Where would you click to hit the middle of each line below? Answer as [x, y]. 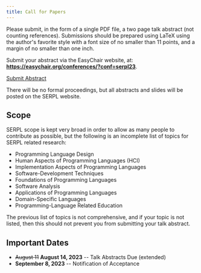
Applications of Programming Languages [66, 193]
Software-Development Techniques [59, 173]
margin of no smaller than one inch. [50, 48]
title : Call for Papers [36, 12]
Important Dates [37, 242]
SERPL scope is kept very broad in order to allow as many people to [91, 130]
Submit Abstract [26, 78]
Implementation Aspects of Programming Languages [81, 167]
